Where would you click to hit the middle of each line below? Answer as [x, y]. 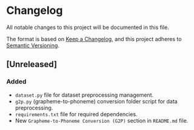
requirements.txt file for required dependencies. [76, 114]
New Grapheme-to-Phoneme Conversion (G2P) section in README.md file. [102, 120]
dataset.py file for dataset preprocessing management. [84, 95]
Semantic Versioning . [33, 45]
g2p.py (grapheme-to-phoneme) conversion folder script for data [96, 101]
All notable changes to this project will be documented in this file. [88, 27]
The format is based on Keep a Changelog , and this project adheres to [94, 39]
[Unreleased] [32, 64]
